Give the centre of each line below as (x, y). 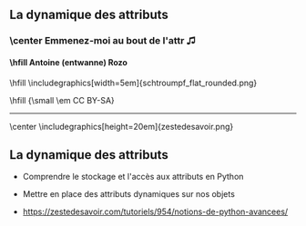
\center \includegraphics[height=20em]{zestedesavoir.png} (122, 126)
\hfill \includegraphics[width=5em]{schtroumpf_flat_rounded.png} (133, 83)
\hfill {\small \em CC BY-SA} (62, 100)
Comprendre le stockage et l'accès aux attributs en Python (133, 177)
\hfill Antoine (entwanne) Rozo (68, 62)
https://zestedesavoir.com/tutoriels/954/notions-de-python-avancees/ (155, 211)
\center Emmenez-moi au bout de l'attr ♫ (102, 41)
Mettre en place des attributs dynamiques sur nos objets (128, 194)
